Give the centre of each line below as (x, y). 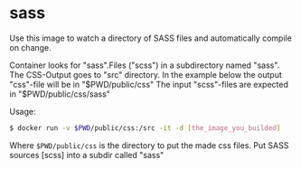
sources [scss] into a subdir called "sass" (87, 155)
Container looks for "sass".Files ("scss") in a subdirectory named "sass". (145, 65)
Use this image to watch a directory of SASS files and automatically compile (150, 38)
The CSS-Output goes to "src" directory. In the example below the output (146, 74)
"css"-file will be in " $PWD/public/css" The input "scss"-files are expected (149, 84)
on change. (30, 47)
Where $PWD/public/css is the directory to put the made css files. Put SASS (149, 145)
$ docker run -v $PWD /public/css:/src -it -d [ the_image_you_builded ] (145, 128)
